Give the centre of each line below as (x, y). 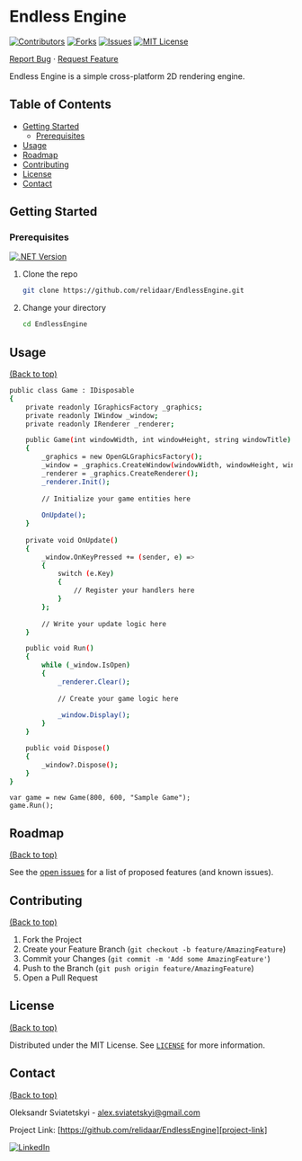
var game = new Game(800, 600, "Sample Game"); (100, 798)
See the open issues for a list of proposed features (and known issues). (142, 873)
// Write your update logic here (104, 624)
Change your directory (64, 308)
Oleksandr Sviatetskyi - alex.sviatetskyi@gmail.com (105, 1112)
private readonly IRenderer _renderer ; (100, 424)
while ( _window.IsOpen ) (86, 665)
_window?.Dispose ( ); (80, 765)
